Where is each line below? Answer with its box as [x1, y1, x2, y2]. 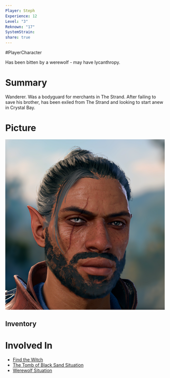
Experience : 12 [5, 13, 37, 19]
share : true [5, 35, 30, 40]
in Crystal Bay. [5, 104, 35, 110]
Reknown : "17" [5, 24, 35, 29]
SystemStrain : [5, 29, 35, 35]
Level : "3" [5, 19, 28, 24]
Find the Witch [12, 356, 44, 362]
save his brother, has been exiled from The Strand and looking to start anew [5, 99, 163, 105]
